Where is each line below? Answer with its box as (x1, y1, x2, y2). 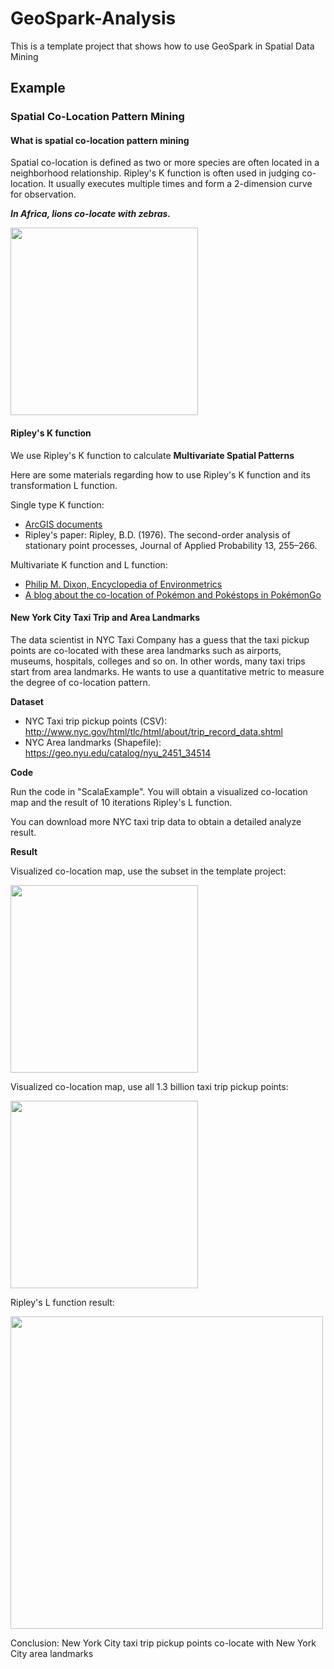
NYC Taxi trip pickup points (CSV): (24, 715, 168, 727)
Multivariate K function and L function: (10, 558, 168, 571)
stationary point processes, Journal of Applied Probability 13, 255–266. (24, 539, 318, 551)
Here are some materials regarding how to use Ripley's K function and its (10, 468, 311, 481)
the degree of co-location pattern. (10, 676, 151, 688)
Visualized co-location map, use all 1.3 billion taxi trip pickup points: (10, 1080, 289, 1092)
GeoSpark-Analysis (10, 7, 177, 30)
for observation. (10, 188, 77, 201)
